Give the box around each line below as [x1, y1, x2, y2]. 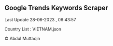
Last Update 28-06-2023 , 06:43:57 [4, 16, 76, 22]
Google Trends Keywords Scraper [4, 4, 108, 12]
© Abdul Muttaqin [4, 35, 41, 41]
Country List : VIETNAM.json [4, 26, 61, 32]
